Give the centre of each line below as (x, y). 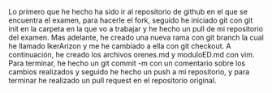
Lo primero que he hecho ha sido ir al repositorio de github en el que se (128, 12)
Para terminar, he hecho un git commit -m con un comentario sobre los (127, 63)
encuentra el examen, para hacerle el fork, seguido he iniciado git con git (131, 20)
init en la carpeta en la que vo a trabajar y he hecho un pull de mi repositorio (136, 29)
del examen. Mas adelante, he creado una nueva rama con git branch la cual (136, 37)
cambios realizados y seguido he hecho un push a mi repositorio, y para (129, 72)
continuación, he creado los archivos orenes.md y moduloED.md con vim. (132, 55)
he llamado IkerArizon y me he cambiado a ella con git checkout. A (120, 46)
